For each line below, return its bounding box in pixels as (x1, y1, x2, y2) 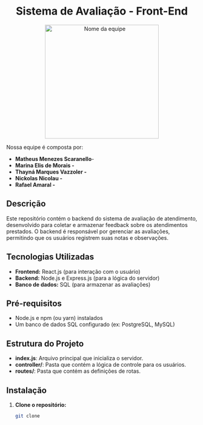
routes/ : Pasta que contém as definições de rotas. (15, 367, 141, 375)
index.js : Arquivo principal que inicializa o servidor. (15, 355, 144, 362)
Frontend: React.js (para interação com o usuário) (15, 268, 141, 275)
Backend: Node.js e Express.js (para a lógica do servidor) (15, 274, 160, 282)
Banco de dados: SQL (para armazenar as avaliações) (15, 280, 151, 288)
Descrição (6, 199, 46, 209)
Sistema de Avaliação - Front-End (16, 4, 188, 18)
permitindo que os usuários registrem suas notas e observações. (6, 234, 168, 241)
